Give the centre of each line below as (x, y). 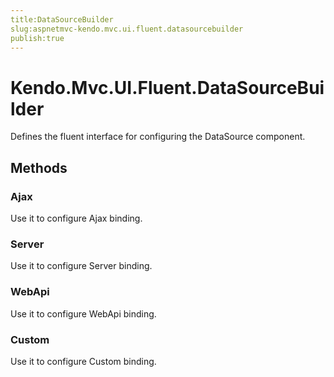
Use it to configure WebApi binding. (83, 313)
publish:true (37, 38)
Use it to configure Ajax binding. (76, 218)
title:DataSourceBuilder (62, 19)
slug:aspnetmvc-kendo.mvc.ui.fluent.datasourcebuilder (127, 29)
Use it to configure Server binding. (81, 266)
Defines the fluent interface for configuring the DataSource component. (158, 137)
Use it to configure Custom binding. (83, 361)
